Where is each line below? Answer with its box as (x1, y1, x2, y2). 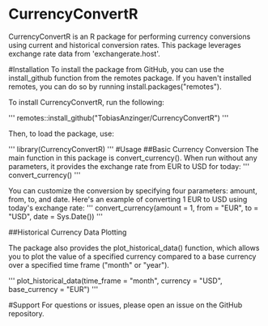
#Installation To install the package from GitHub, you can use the (8, 64, 224, 74)
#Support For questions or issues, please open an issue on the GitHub (8, 300, 243, 310)
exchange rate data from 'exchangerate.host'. (8, 49, 160, 58)
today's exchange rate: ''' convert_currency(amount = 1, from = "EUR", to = (8, 203, 259, 213)
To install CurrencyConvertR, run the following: (8, 97, 164, 107)
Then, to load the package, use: (8, 129, 115, 138)
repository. (8, 308, 45, 318)
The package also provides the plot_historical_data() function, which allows (8, 243, 260, 252)
